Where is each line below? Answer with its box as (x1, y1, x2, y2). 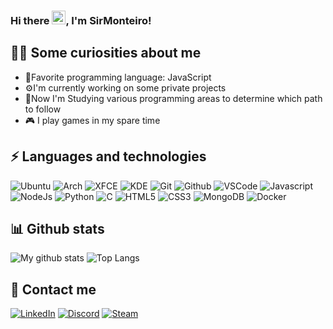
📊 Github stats (10, 220, 105, 237)
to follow (24, 103, 62, 115)
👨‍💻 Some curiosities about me (10, 45, 202, 62)
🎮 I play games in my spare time (24, 114, 161, 126)
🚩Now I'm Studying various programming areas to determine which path (24, 92, 323, 104)
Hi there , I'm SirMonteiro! (10, 13, 152, 27)
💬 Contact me (10, 281, 97, 298)
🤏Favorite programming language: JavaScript (24, 71, 212, 83)
